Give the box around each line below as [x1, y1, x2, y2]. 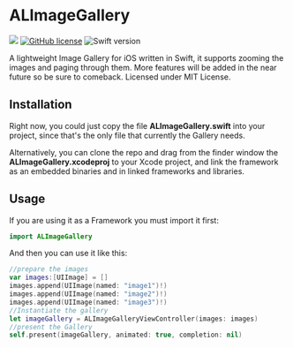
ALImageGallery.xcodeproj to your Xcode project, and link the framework [9, 156, 279, 167]
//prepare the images [9, 265, 89, 274]
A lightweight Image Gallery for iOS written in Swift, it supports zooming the [9, 52, 284, 63]
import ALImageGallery [9, 231, 93, 241]
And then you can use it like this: [9, 248, 128, 259]
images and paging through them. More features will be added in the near [9, 62, 277, 72]
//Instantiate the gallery [9, 306, 109, 314]
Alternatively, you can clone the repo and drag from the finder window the [9, 147, 279, 157]
